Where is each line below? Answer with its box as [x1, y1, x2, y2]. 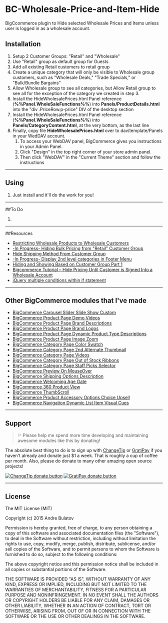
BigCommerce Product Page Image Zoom [12, 336, 98, 342]
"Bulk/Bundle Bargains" [12, 79, 61, 85]
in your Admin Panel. [19, 143, 63, 149]
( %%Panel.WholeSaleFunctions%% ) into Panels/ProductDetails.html [12, 101, 160, 107]
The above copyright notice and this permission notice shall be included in [5, 561, 158, 567]
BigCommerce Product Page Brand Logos [12, 325, 99, 331]
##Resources [5, 230, 33, 236]
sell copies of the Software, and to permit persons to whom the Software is [5, 546, 160, 552]
